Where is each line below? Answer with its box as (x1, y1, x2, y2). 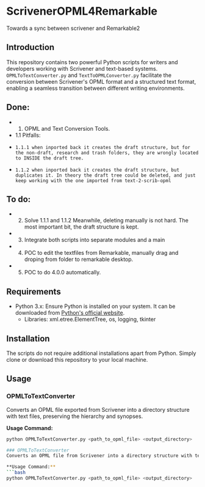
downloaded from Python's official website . (15, 309, 125, 317)
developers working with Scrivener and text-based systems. (6, 65, 158, 72)
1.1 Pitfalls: (15, 131, 41, 139)
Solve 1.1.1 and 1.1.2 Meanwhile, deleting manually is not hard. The (24, 217, 189, 224)
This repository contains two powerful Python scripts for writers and (6, 58, 178, 65)
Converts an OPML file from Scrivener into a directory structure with (6, 453, 192, 459)
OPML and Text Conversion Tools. (24, 125, 110, 132)
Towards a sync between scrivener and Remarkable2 (6, 24, 140, 32)
